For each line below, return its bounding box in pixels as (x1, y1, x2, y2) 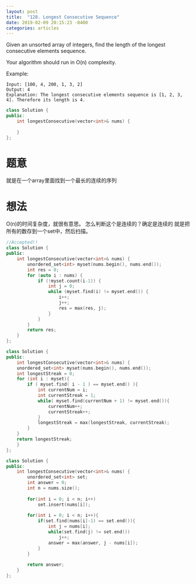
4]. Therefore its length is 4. (6, 97, 85, 103)
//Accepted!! (6, 240, 38, 245)
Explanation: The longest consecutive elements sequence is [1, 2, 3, (6, 92, 183, 98)
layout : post (6, 8, 38, 15)
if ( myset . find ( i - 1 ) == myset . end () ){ (27, 381, 138, 387)
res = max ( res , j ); (58, 305, 107, 311)
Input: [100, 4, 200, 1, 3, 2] (6, 82, 83, 88)
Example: (6, 70, 29, 77)
